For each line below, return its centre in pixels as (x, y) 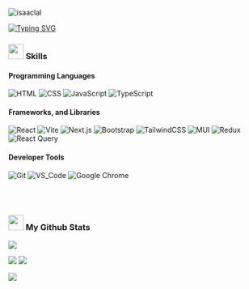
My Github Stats (58, 227)
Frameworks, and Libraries (55, 112)
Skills (36, 56)
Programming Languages (52, 75)
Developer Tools (36, 157)
